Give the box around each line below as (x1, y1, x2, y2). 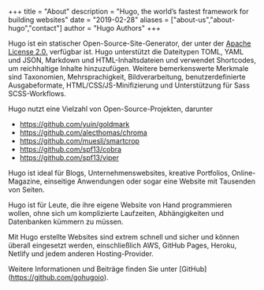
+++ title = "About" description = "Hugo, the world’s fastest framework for (8, 7, 250, 16)
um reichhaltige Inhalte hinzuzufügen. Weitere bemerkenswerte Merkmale (8, 64, 249, 73)
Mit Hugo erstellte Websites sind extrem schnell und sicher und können (8, 232, 240, 241)
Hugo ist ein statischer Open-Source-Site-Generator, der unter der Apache (8, 39, 251, 48)
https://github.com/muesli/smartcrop (19, 136, 140, 145)
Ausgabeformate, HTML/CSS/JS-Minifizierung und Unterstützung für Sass (8, 80, 251, 90)
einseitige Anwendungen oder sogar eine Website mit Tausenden (43, 177, 256, 186)
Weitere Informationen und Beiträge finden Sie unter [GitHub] (8, 264, 207, 273)
